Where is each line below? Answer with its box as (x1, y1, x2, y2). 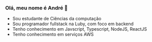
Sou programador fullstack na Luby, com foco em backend (12, 21, 134, 27)
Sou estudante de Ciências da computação (12, 16, 101, 22)
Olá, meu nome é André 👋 (5, 4, 68, 11)
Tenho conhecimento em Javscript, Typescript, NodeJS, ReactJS (12, 26, 147, 32)
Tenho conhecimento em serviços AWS (12, 32, 94, 38)
